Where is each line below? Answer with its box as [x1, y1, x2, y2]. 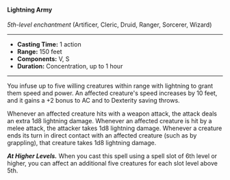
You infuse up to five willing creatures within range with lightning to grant [7, 82, 214, 90]
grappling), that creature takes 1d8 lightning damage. [7, 139, 157, 147]
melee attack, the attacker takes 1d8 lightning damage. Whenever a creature [7, 124, 222, 133]
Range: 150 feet [16, 48, 63, 56]
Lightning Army [7, 5, 53, 14]
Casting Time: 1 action [16, 40, 81, 49]
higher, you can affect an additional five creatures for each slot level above [7, 159, 218, 168]
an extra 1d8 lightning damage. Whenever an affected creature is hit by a [7, 117, 212, 125]
